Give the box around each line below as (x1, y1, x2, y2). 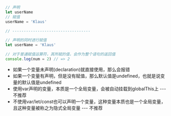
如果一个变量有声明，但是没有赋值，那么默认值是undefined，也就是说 (12, 72, 161, 79)
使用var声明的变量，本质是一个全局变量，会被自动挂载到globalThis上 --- (12, 85, 166, 92)
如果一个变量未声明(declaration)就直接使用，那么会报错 (12, 66, 130, 72)
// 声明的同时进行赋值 (5, 37, 47, 43)
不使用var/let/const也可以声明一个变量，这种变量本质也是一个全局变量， (12, 98, 166, 105)
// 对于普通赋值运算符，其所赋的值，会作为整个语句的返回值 (5, 52, 116, 57)
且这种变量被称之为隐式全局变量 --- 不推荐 (12, 105, 103, 111)
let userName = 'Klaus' (5, 43, 56, 48)
